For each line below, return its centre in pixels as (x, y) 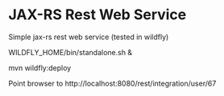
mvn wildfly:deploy (40, 68)
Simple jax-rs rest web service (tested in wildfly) (89, 37)
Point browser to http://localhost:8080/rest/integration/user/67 (112, 83)
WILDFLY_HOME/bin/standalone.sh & (71, 52)
